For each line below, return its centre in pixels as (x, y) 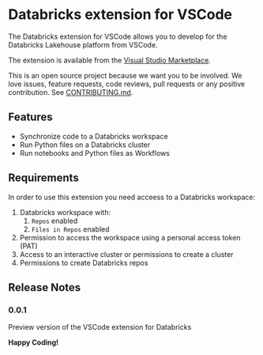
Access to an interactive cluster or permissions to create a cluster (126, 254)
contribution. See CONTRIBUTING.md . (71, 92)
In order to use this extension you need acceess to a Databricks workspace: (132, 197)
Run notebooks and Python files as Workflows (94, 153)
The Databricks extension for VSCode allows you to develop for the (118, 36)
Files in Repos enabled (70, 229)
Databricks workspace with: (65, 212)
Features (30, 117)
